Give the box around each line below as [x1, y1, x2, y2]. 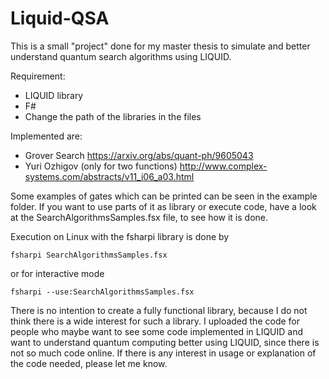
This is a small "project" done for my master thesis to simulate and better [10, 40, 311, 52]
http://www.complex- [179, 160, 268, 172]
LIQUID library [24, 89, 84, 101]
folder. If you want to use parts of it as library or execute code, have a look [10, 200, 317, 212]
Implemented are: [10, 130, 83, 142]
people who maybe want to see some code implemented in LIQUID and [10, 325, 304, 337]
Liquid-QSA [10, 7, 110, 30]
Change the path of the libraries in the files [24, 110, 202, 122]
